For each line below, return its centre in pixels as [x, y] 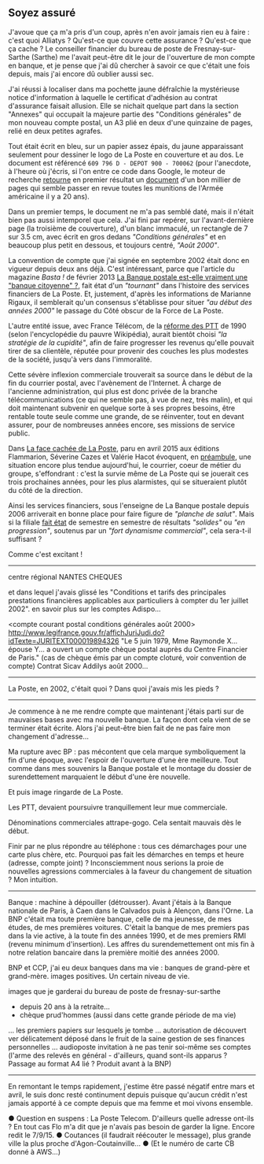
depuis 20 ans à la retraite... [64, 1006]
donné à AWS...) [35, 1151]
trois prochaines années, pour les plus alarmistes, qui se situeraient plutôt [128, 482]
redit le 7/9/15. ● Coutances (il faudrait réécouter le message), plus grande [130, 1135]
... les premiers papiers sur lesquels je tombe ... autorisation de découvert [127, 1030]
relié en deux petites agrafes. [55, 131]
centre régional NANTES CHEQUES [65, 576]
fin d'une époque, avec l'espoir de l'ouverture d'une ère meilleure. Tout [123, 760]
